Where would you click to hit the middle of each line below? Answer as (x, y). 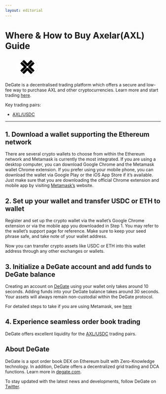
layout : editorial (24, 10)
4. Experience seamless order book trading (73, 322)
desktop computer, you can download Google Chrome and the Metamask (80, 164)
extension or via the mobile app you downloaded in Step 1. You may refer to (82, 226)
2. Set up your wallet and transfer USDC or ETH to (83, 201)
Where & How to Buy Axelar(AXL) (75, 35)
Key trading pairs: (23, 105)
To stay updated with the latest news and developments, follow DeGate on (81, 381)
